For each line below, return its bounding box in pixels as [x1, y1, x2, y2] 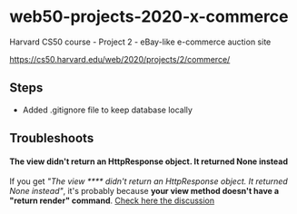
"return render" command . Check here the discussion [9, 195, 215, 206]
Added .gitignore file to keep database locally [22, 104, 193, 115]
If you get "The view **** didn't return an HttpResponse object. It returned [9, 176, 288, 187]
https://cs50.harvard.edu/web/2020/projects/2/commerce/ [9, 53, 231, 64]
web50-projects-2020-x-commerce [9, 6, 289, 27]
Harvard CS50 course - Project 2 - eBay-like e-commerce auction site [9, 36, 272, 47]
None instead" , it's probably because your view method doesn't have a [9, 186, 280, 197]
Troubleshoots [9, 131, 94, 146]
